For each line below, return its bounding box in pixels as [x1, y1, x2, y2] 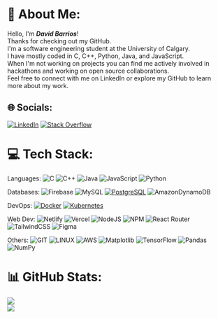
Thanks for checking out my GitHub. [7, 36, 112, 45]
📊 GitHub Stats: [7, 269, 103, 285]
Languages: [7, 174, 41, 183]
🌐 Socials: [7, 101, 53, 114]
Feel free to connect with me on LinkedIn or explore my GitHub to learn [7, 73, 212, 83]
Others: [7, 236, 29, 244]
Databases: [7, 187, 41, 196]
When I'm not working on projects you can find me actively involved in [7, 59, 210, 67]
